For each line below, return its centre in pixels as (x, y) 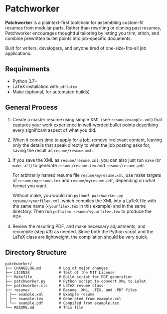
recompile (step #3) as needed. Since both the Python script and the (83, 231)
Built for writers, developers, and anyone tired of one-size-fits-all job (76, 48)
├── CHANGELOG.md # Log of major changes (57, 268)
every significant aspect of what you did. (54, 130)
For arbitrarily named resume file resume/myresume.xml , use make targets (87, 175)
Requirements (27, 69)
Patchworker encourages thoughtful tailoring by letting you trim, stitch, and (82, 33)
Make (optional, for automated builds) (51, 92)
